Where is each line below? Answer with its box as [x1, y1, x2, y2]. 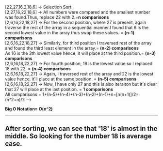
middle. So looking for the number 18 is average [5, 132, 152, 140]
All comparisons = [5, 91, 42, 97]
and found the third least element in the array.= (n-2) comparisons [5, 45, 139, 51]
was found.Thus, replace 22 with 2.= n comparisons [5, 15, 109, 20]
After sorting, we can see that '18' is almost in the [5, 124, 158, 133]
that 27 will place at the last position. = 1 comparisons [5, 87, 113, 92]
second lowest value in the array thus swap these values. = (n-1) [5, 30, 135, 35]
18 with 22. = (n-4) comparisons [5, 66, 71, 72]
